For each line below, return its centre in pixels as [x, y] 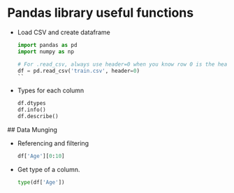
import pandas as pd [47, 45]
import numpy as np [46, 51]
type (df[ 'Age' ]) [41, 182]
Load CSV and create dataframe [64, 32]
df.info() [32, 110]
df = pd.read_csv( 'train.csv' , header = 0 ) [79, 71]
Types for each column [51, 91]
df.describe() [38, 117]
